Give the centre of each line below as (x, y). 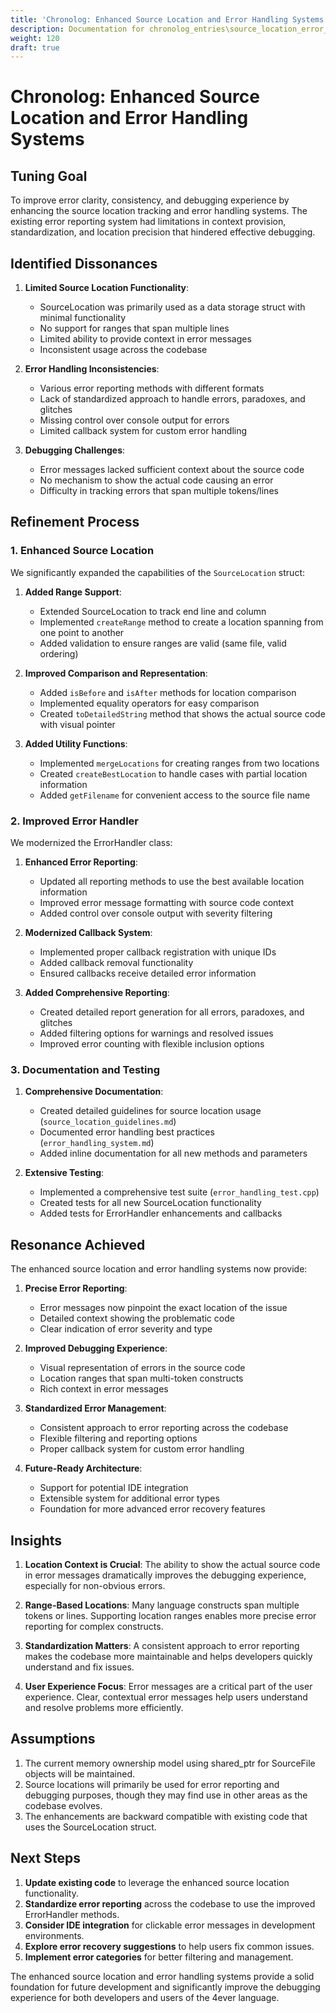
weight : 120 (35, 38)
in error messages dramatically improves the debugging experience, (165, 1575)
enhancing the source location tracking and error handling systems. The (159, 211)
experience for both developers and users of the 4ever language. (145, 1997)
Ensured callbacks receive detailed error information (148, 973)
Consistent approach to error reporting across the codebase (164, 1428)
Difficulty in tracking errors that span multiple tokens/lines (159, 491)
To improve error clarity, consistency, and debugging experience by (150, 200)
